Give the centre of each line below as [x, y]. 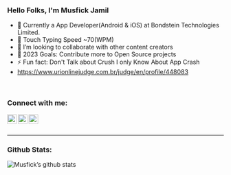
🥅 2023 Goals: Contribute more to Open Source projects [97, 54]
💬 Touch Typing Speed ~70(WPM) [66, 40]
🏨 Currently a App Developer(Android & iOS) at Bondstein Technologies [118, 25]
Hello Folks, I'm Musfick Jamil [58, 10]
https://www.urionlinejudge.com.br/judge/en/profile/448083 [103, 72]
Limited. [28, 32]
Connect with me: [37, 103]
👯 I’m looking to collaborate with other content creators [95, 47]
